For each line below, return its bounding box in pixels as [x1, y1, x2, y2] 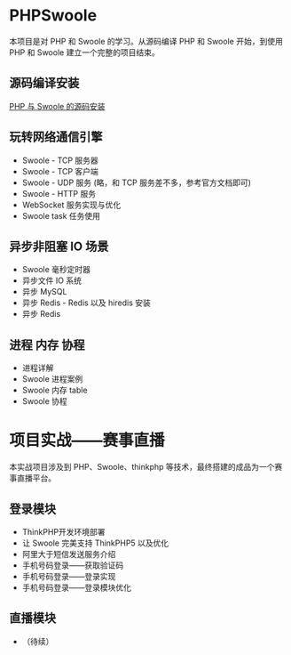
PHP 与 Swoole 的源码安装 [9, 101, 106, 111]
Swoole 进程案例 [21, 374, 83, 384]
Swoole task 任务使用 [21, 210, 100, 221]
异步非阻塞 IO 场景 [9, 239, 109, 254]
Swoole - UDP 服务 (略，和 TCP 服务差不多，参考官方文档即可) [21, 177, 251, 188]
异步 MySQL [21, 287, 67, 297]
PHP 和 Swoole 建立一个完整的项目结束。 [9, 46, 160, 58]
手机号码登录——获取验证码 [21, 560, 124, 570]
